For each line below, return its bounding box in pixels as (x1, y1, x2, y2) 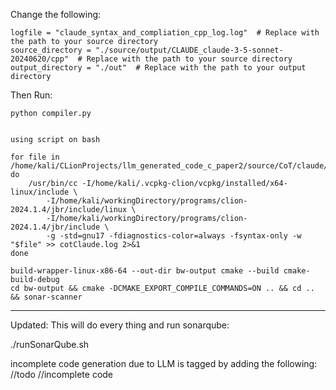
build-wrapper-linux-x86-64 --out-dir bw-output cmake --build (10, 266, 280, 276)
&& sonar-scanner (10, 292, 83, 302)
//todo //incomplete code (10, 369, 114, 380)
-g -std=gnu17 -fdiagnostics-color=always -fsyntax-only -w (46, 231, 302, 241)
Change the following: (10, 9, 102, 20)
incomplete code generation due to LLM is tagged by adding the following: (10, 358, 318, 369)
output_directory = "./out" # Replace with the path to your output (10, 63, 307, 73)
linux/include (10, 187, 70, 197)
